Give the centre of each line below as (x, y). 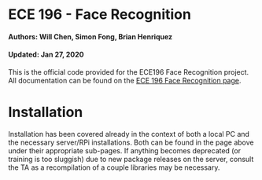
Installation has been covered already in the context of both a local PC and (129, 134)
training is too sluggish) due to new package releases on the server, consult (131, 159)
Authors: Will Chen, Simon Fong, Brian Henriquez (90, 36)
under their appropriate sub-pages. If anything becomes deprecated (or (125, 150)
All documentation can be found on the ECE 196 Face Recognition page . (125, 80)
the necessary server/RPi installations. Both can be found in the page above (131, 142)
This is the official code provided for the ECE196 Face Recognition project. (129, 72)
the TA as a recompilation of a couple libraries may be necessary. (114, 167)
